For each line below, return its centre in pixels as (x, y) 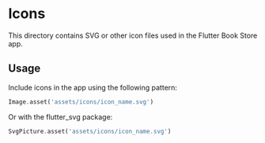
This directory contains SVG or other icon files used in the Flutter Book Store (133, 35)
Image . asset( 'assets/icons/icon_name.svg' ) (81, 102)
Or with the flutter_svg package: (61, 117)
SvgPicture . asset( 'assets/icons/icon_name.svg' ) (90, 131)
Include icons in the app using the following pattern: (93, 87)
